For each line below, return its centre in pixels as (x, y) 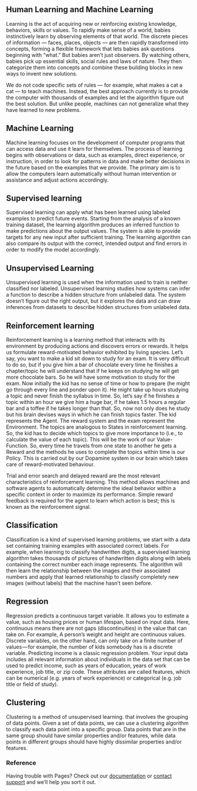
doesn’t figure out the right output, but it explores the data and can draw (93, 301)
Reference (21, 763)
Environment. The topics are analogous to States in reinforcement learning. (97, 427)
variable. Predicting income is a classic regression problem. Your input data (97, 653)
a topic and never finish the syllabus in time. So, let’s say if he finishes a (93, 396)
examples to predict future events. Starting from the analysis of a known (93, 219)
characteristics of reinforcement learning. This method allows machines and (98, 482)
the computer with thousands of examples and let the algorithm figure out (95, 97)
